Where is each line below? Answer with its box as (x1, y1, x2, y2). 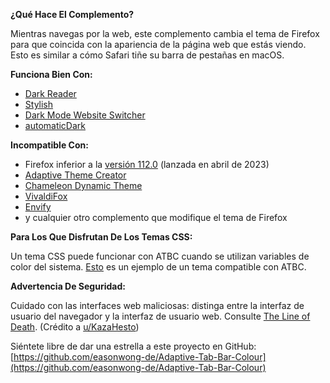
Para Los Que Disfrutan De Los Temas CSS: (10, 231, 193, 243)
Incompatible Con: (10, 139, 89, 151)
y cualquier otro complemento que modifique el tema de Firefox (24, 212, 288, 223)
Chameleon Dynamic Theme (24, 180, 143, 191)
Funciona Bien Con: (10, 69, 93, 80)
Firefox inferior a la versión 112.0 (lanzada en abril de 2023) (24, 159, 270, 170)
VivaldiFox (24, 190, 68, 202)
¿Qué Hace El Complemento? (10, 9, 135, 20)
